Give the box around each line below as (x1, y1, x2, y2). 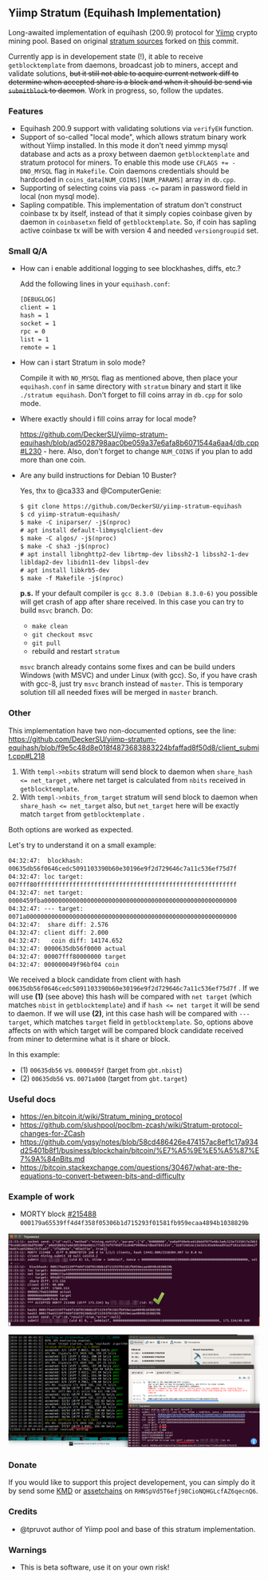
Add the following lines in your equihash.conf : (19, 279, 170, 289)
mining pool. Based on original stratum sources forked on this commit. (8, 36, 239, 46)
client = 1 (19, 304, 57, 312)
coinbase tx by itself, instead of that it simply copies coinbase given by (19, 209, 253, 218)
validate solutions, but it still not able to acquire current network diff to (8, 68, 239, 78)
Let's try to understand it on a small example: (8, 840, 157, 850)
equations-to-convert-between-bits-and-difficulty (19, 1171, 185, 1180)
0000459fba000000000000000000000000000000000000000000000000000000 (8, 896, 238, 904)
